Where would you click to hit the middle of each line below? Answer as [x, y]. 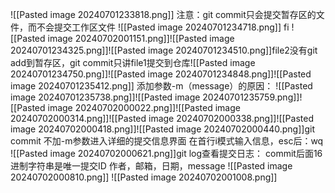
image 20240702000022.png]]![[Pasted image [144, 107]
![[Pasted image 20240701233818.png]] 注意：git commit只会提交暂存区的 [163, 14]
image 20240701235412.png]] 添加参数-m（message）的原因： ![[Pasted [161, 86]
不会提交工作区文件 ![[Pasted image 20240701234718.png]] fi [163, 27]
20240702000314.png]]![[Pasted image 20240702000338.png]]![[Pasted [162, 118]
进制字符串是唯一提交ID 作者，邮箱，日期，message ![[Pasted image [151, 166]
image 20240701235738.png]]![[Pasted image [105, 97]
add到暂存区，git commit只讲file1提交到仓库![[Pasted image [133, 62]
